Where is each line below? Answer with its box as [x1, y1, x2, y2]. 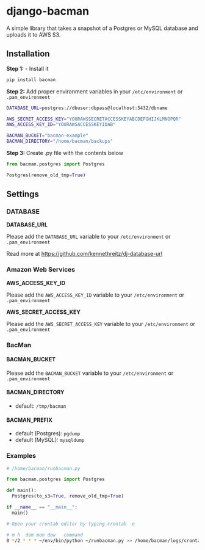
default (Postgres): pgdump [15, 430, 81, 437]
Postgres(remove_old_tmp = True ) [6, 172, 86, 178]
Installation [6, 49, 50, 59]
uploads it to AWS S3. [6, 31, 61, 38]
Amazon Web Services [6, 266, 76, 274]
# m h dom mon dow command [6, 532, 84, 538]
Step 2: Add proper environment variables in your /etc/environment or [6, 87, 183, 95]
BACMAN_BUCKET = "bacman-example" [6, 132, 88, 139]
